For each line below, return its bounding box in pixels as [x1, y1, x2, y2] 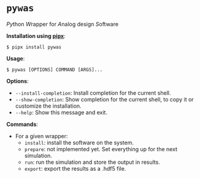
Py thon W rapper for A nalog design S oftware [6, 20, 118, 28]
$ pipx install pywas [6, 44, 62, 50]
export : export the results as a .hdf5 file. [24, 165, 126, 172]
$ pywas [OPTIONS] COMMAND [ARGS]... [6, 67, 103, 73]
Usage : [6, 54, 25, 62]
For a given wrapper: [15, 132, 69, 139]
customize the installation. [15, 102, 82, 109]
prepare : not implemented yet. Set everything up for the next [24, 145, 178, 152]
